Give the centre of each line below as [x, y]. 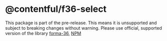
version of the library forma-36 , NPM [43, 33]
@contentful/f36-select [56, 9]
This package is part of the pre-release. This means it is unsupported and [81, 23]
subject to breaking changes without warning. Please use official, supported [84, 28]
